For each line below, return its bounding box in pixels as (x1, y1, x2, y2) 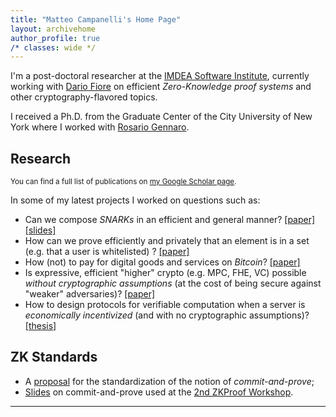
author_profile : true (10, 33, 101, 43)
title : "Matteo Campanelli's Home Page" (10, 14, 182, 25)
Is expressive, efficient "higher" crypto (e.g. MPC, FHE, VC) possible (24, 267, 307, 279)
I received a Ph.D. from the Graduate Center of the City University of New (10, 111, 313, 123)
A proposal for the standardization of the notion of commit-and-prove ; (24, 375, 315, 387)
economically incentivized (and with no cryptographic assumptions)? (24, 309, 310, 321)
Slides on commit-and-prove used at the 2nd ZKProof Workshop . (24, 386, 294, 398)
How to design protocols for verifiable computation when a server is (24, 299, 306, 311)
